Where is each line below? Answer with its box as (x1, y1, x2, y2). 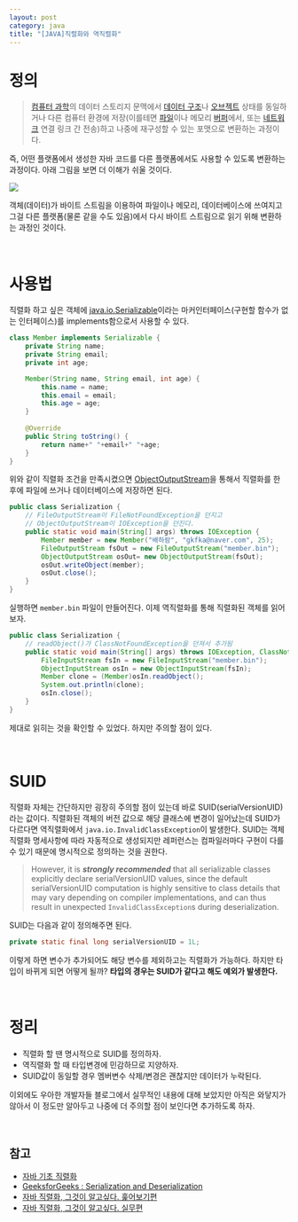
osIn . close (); (41, 689, 93, 698)
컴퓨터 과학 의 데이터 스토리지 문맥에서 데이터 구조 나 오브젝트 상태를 (30, 101, 263, 112)
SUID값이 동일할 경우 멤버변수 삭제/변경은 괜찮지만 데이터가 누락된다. (21, 1070, 262, 1081)
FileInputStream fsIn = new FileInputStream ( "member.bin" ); (41, 655, 268, 665)
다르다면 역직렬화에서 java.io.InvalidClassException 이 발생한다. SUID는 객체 (9, 824, 286, 834)
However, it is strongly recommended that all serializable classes (30, 864, 271, 874)
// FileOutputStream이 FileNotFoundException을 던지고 (25, 511, 223, 520)
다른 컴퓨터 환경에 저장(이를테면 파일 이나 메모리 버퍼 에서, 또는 (47, 113, 262, 123)
